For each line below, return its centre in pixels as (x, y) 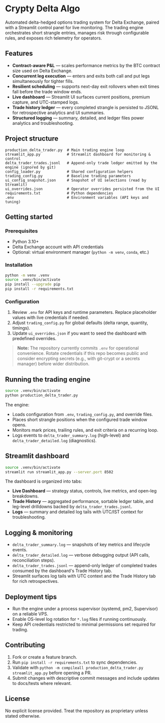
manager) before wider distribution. (53, 364)
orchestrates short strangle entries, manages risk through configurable (77, 33)
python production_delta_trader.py (42, 395)
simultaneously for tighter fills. (43, 81)
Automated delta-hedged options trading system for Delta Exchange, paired (82, 22)
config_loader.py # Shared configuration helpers (69, 171)
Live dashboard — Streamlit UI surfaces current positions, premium (81, 97)
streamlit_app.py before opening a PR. (52, 673)
